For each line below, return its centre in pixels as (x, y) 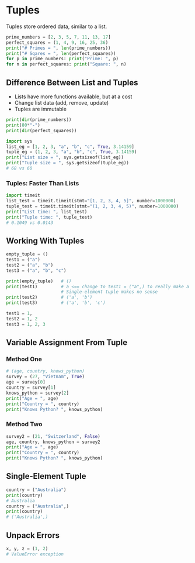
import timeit (23, 196)
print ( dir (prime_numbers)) (39, 120)
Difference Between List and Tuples (72, 82)
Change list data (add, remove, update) (62, 103)
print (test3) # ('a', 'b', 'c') (56, 303)
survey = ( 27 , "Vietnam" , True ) (45, 377)
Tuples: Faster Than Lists (43, 183)
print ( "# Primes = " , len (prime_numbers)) (58, 48)
